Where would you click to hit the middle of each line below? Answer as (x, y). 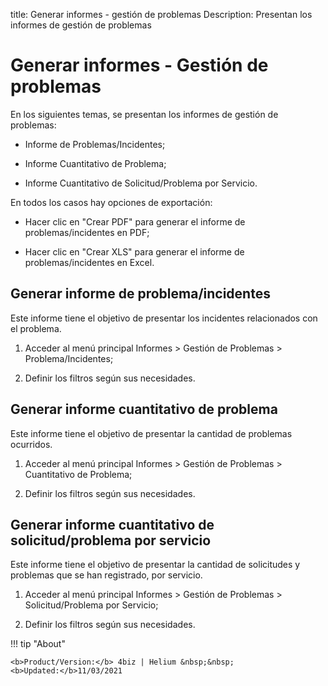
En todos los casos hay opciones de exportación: (111, 202)
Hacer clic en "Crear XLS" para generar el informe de (134, 251)
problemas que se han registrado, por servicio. (106, 575)
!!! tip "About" (38, 644)
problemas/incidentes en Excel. (89, 262)
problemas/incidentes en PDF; (87, 232)
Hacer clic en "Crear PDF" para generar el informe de (135, 221)
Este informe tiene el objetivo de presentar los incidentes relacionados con (164, 318)
